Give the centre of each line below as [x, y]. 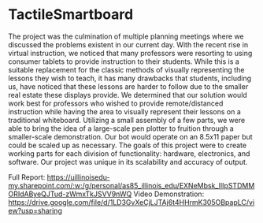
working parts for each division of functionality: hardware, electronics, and [129, 153]
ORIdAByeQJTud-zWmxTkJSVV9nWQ [70, 194]
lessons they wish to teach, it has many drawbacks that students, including [130, 78]
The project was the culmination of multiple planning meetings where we [126, 36]
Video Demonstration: [169, 194]
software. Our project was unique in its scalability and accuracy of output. [128, 162]
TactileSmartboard [71, 15]
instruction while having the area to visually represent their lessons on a [125, 111]
